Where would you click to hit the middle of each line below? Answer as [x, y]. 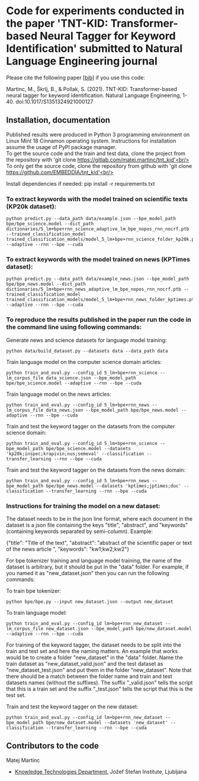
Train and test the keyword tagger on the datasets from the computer [91, 426]
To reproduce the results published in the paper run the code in [99, 319]
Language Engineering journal [82, 61]
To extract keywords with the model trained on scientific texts [97, 199]
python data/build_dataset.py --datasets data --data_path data [87, 351]
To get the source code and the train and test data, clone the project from [96, 153]
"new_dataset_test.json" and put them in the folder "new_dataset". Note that [99, 670]
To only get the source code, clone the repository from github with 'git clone [99, 166]
